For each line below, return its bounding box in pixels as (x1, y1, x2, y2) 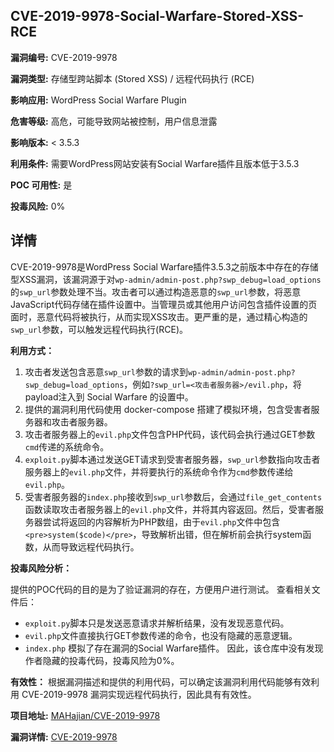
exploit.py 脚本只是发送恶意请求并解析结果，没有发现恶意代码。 (24, 617, 290, 629)
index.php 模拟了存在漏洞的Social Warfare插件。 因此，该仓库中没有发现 (24, 642, 324, 654)
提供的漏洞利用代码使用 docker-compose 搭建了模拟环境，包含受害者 (24, 403, 312, 415)
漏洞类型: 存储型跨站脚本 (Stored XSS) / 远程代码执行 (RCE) (10, 72, 255, 84)
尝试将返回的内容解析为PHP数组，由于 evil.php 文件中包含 (42, 515, 281, 528)
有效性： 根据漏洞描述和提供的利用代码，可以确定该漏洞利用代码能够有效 (10, 675, 311, 688)
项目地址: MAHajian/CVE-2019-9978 (10, 709, 161, 721)
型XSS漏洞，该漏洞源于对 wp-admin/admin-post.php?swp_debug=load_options (10, 273, 322, 285)
